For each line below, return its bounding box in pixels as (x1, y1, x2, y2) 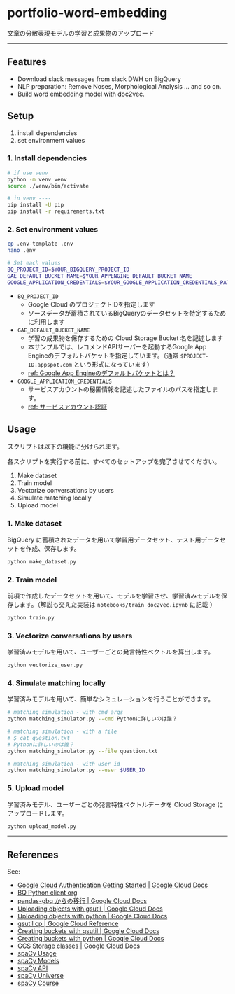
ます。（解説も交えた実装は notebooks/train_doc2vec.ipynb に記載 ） (19, 600, 217, 608)
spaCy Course (17, 979, 59, 988)
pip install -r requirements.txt (7, 208, 105, 215)
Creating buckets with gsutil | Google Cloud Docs (17, 927, 159, 935)
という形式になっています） (73, 360, 154, 368)
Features (7, 56, 47, 68)
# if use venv (7, 169, 49, 176)
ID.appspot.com (27, 361, 72, 368)
